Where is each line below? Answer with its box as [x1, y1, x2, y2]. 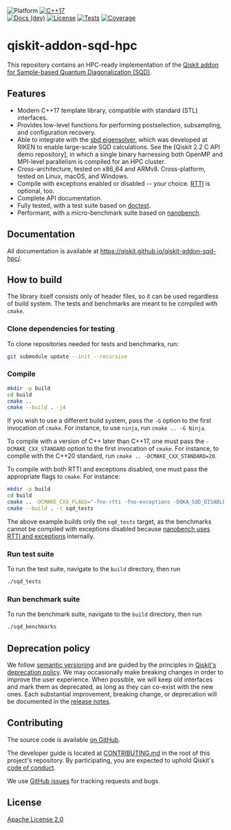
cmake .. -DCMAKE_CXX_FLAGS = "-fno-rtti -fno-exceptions [7, 499, 170, 506]
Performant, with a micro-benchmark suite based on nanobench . [16, 209, 201, 217]
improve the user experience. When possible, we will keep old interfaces [7, 675, 213, 683]
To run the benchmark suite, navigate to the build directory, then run [7, 610, 202, 619]
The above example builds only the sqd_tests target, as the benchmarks [7, 517, 212, 526]
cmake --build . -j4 [7, 404, 67, 411]
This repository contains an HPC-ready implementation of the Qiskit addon [7, 61, 219, 69]
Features [7, 88, 46, 100]
